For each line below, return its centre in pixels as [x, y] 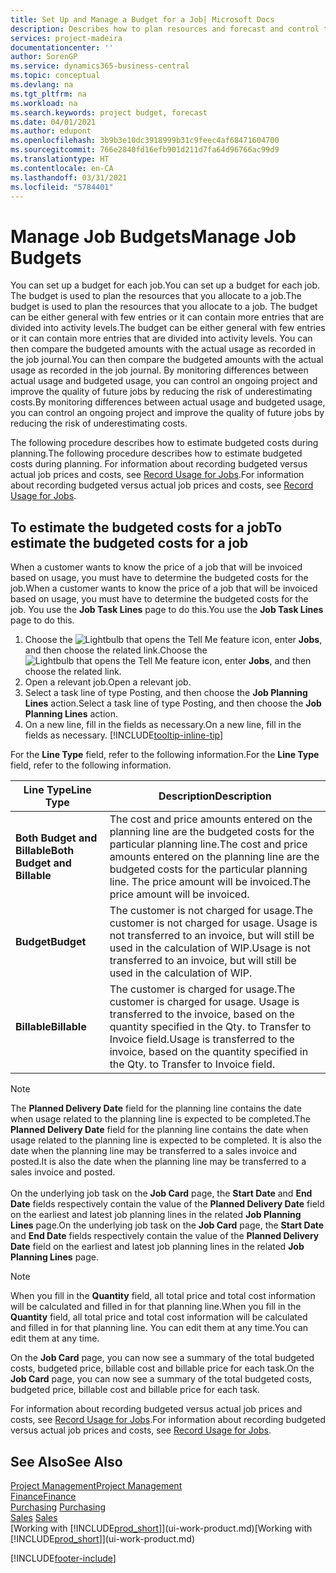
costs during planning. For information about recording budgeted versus [159, 464]
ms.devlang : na [42, 85]
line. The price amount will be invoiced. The [210, 882]
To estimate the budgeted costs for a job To [146, 527]
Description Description [215, 796]
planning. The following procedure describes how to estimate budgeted [156, 453]
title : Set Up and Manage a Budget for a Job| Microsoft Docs [142, 19]
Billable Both [45, 851]
